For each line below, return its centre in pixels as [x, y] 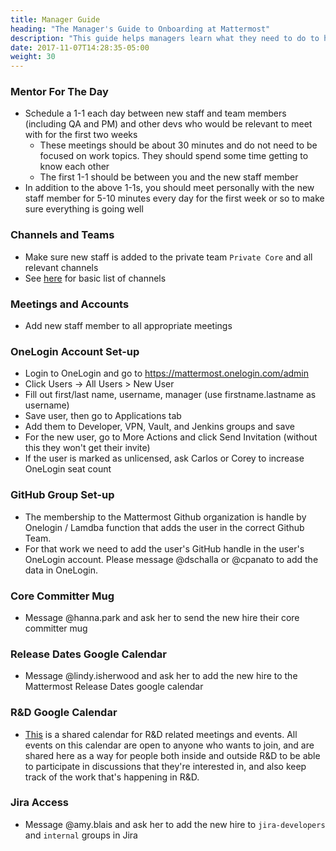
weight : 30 [33, 57]
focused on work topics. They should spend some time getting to [174, 156]
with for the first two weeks [81, 135]
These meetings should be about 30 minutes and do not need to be [178, 145]
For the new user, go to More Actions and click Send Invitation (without [171, 437]
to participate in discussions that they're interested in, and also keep [165, 766]
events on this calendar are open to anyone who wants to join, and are [169, 745]
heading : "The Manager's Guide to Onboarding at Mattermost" [140, 29]
